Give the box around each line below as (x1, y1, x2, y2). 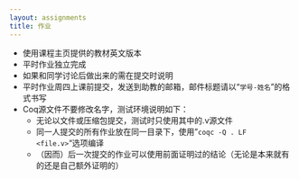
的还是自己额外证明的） (35, 159, 124, 171)
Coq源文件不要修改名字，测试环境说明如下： (22, 103, 189, 114)
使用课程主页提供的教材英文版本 (22, 47, 142, 58)
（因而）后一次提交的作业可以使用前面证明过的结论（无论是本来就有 (35, 148, 290, 159)
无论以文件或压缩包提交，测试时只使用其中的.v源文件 (35, 114, 233, 126)
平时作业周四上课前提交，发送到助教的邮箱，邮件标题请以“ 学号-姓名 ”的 (22, 81, 283, 92)
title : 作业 (9, 22, 51, 31)
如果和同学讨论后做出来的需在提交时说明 (22, 69, 173, 81)
